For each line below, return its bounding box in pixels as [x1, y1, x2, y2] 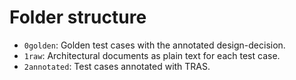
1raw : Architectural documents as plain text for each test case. [23, 49, 281, 61]
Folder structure [9, 6, 147, 29]
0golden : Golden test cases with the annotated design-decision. [23, 39, 286, 51]
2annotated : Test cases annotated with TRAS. [23, 60, 211, 72]
